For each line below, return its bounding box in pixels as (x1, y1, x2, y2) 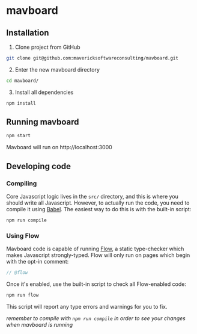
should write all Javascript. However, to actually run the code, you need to (6, 199, 190, 206)
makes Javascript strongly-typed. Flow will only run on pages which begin (6, 252, 190, 259)
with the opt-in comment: (6, 258, 69, 265)
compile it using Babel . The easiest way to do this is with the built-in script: (6, 206, 192, 212)
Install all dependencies (14, 88, 74, 96)
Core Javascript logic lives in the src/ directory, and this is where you (6, 193, 178, 200)
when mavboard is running (6, 321, 73, 328)
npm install (6, 100, 36, 106)
